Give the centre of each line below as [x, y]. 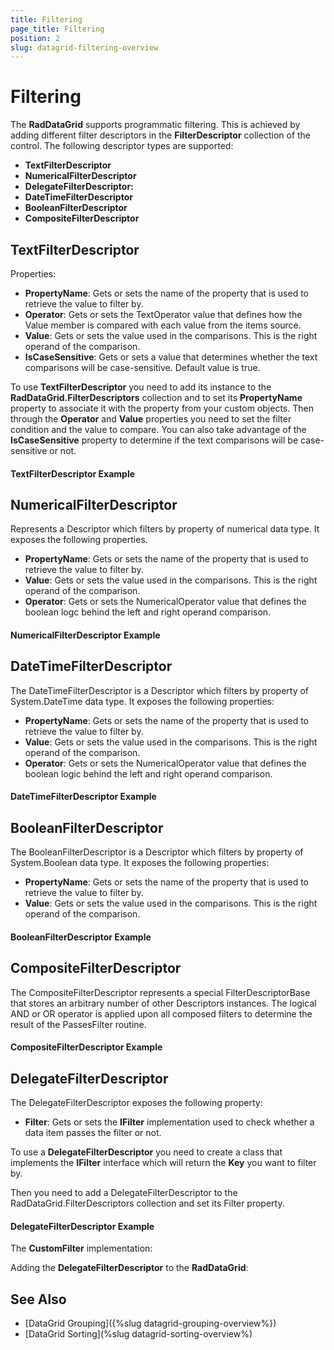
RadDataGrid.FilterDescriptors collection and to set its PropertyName [156, 397]
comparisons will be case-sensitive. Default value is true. [142, 367]
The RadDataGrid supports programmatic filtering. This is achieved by [155, 125]
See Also [38, 1299]
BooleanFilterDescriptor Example [81, 937]
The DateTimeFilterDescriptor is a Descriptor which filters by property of [160, 690]
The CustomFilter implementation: [81, 1248]
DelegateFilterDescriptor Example [82, 1226]
